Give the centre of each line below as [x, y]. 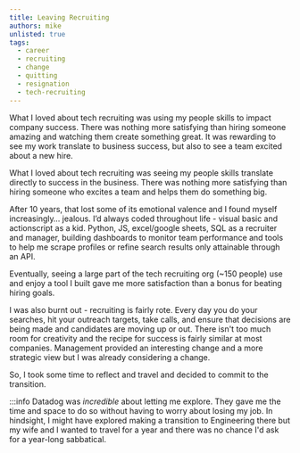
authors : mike [36, 26]
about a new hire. [41, 155]
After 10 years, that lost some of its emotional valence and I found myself [143, 209]
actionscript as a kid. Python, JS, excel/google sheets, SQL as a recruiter [143, 227]
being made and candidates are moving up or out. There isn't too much [140, 329]
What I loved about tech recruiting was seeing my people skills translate [142, 173]
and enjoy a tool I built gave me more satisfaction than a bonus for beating [146, 283]
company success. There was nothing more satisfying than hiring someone [148, 127]
